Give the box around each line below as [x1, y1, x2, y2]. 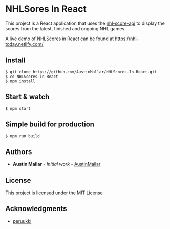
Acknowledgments [5, 204, 68, 213]
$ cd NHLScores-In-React [5, 74, 58, 79]
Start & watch [5, 92, 50, 101]
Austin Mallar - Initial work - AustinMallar [12, 161, 101, 167]
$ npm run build [5, 133, 40, 139]
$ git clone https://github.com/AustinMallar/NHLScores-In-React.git [5, 69, 157, 74]
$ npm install [5, 78, 36, 84]
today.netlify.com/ [5, 41, 44, 47]
